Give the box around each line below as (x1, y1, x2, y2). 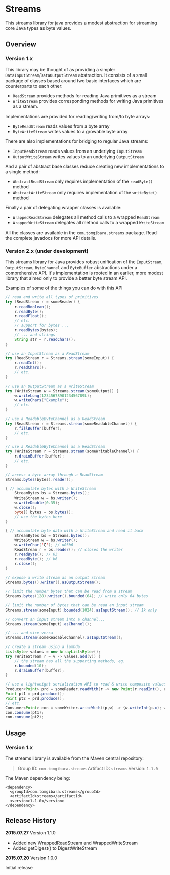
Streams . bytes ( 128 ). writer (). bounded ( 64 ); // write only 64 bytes (5, 594, 148, 599)
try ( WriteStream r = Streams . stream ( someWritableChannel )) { (5, 449, 139, 454)
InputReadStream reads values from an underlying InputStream (12, 148, 142, 154)
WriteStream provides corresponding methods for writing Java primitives (12, 98, 164, 104)
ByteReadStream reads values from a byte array (12, 123, 110, 129)
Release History (5, 816, 57, 825)
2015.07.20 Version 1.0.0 (5, 855, 57, 861)
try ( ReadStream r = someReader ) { (5, 299, 80, 305)
